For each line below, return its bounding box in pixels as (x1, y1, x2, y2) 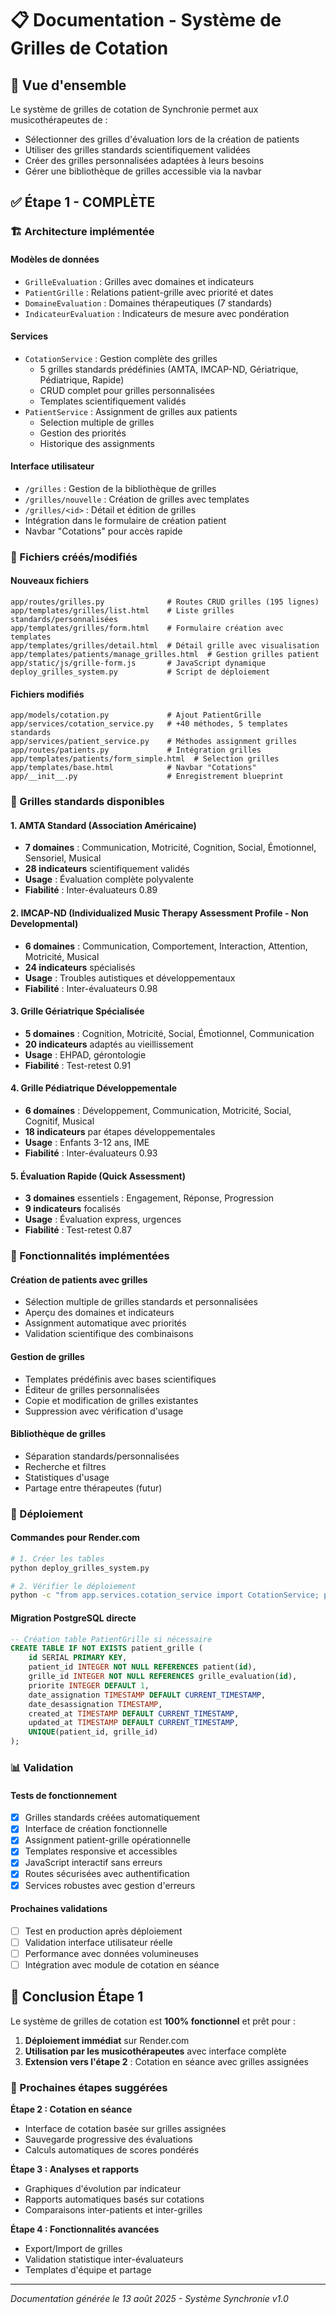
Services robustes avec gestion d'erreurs (24, 1879, 196, 1891)
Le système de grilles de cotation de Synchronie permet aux (10, 103, 259, 115)
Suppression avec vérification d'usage (24, 1405, 184, 1417)
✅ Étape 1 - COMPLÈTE (10, 194, 156, 211)
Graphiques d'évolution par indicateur (24, 2183, 182, 2195)
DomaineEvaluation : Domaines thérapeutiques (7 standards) (24, 297, 273, 309)
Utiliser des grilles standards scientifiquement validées (24, 144, 251, 156)
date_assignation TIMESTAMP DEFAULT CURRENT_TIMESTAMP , (28, 1690, 267, 1700)
